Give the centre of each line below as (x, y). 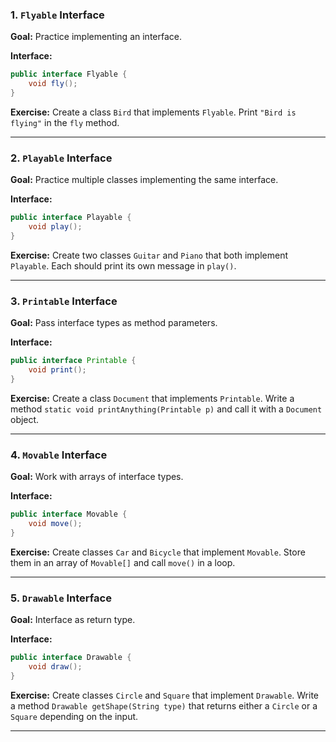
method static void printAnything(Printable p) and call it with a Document (166, 409)
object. (25, 419)
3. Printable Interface (64, 301)
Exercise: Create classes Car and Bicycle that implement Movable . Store (158, 552)
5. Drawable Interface (61, 598)
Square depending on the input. (74, 716)
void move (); (55, 523)
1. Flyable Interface (57, 15)
